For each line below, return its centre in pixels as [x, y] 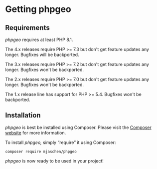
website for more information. [36, 132]
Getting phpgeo [38, 9]
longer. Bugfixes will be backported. [42, 54]
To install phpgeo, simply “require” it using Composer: [61, 142]
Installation [23, 115]
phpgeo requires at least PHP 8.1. [39, 39]
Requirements [27, 28]
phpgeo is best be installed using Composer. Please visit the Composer [78, 127]
